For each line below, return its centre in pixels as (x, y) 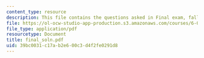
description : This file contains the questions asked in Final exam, (96, 18)
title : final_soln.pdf (35, 40)
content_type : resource (36, 12)
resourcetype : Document (36, 34)
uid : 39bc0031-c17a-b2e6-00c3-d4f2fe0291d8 (62, 46)
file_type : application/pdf (42, 29)
